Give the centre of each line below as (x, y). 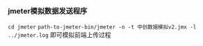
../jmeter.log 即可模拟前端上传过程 (60, 35)
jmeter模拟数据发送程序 (48, 10)
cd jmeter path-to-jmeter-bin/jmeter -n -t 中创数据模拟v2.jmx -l (102, 27)
